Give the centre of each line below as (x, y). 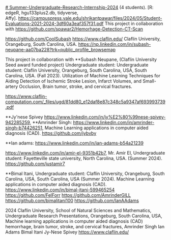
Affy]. (11, 18)
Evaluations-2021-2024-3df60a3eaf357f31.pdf (54, 23)
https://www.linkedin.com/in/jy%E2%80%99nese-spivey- (105, 117)
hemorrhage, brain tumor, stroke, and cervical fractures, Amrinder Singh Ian (85, 227)
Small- (149, 81)
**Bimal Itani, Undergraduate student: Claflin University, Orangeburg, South (85, 173)
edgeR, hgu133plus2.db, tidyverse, (42, 13)
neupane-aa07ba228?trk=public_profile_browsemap (61, 50)
